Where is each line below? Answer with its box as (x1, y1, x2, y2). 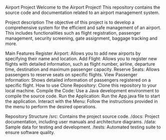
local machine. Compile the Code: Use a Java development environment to (5, 88, 159, 93)
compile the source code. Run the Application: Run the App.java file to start (5, 93, 160, 99)
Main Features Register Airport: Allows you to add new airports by (5, 50, 141, 56)
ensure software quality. (5, 129, 55, 135)
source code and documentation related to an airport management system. (5, 10, 160, 16)
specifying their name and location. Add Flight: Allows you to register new (5, 56, 157, 62)
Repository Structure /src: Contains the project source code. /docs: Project (5, 113, 159, 119)
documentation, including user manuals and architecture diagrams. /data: (5, 119, 156, 124)
